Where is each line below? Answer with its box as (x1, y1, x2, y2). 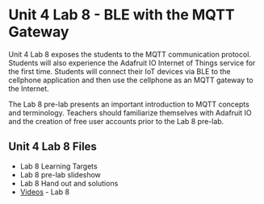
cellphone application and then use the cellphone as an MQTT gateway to (8, 75, 254, 85)
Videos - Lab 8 (19, 187, 70, 197)
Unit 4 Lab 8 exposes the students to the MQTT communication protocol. (8, 49, 252, 59)
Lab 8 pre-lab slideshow (19, 169, 101, 179)
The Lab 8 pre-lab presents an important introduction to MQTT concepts (8, 99, 250, 109)
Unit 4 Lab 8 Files (8, 139, 97, 154)
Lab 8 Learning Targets (19, 161, 98, 171)
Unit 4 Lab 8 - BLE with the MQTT (8, 6, 236, 24)
